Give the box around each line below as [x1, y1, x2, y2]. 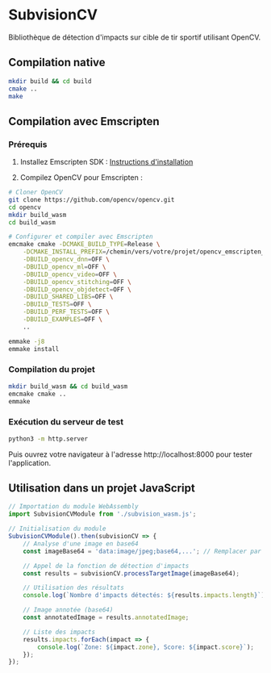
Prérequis [8, 139, 48, 150]
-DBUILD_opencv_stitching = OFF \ [23, 278, 131, 286]
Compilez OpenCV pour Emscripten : [19, 173, 143, 182]
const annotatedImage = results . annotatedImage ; [23, 613, 190, 622]
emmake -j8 [8, 337, 45, 345]
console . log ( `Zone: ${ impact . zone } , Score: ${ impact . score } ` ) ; [37, 643, 254, 651]
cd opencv [8, 203, 42, 211]
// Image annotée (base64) [23, 606, 114, 614]
